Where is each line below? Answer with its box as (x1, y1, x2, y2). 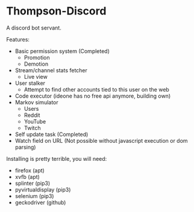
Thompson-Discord (6, 4, 107, 18)
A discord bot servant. (6, 24, 61, 31)
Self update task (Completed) (14, 131, 89, 138)
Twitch (23, 124, 41, 131)
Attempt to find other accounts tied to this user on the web (23, 86, 170, 93)
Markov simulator (14, 98, 58, 106)
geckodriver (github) (14, 199, 66, 206)
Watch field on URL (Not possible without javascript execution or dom (14, 137, 188, 144)
